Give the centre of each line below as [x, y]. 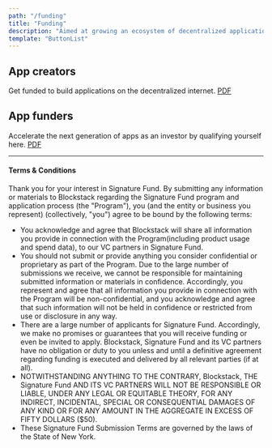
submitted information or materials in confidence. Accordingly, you [131, 282]
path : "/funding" [38, 16]
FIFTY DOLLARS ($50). [59, 420]
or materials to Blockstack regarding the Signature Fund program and [124, 197]
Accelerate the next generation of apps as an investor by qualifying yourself [135, 135]
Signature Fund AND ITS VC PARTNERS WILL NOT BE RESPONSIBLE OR [140, 385]
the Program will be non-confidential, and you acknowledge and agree [138, 299]
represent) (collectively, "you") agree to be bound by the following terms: [130, 215]
